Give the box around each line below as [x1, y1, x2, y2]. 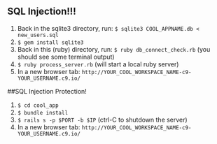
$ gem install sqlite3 [17, 38, 84, 46]
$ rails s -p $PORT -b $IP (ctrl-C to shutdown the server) [17, 115, 188, 124]
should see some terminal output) [17, 52, 115, 61]
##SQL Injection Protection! [7, 87, 87, 95]
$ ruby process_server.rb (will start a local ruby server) [17, 59, 179, 69]
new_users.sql [17, 31, 59, 38]
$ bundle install [17, 109, 69, 116]
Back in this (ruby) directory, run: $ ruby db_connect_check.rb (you [17, 45, 211, 53]
